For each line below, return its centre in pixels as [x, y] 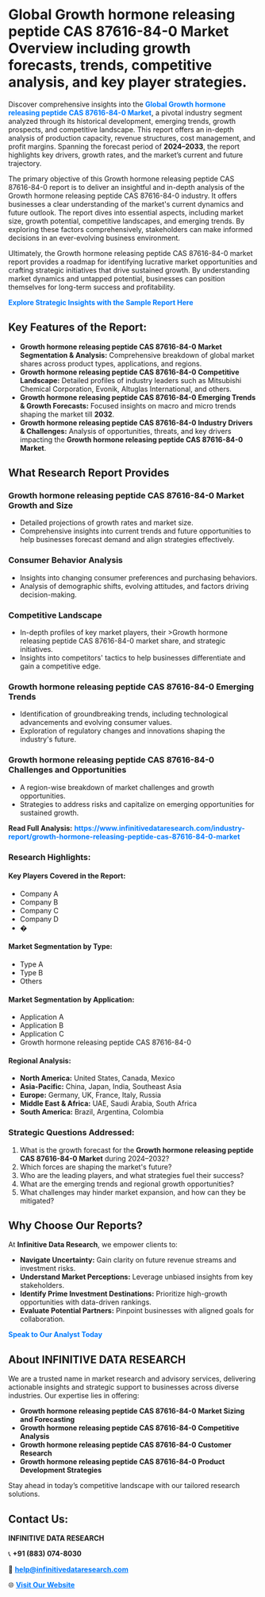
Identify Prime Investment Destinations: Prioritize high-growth [123, 1294]
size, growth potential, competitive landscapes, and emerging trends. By [127, 221]
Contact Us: [38, 1519]
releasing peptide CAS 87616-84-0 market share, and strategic [123, 641]
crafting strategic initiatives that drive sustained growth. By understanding [129, 270]
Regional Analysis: [40, 1060]
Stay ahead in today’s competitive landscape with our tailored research [124, 1486]
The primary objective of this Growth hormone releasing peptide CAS [121, 178]
